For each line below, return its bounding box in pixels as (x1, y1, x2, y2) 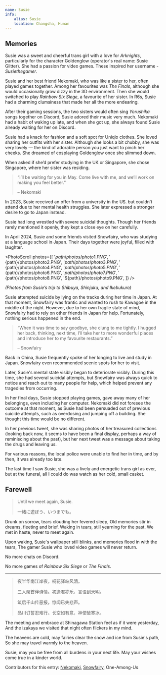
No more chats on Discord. (5, 554, 60, 560)
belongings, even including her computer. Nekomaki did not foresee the (5, 400, 151, 406)
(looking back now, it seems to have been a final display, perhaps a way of (5, 431, 157, 437)
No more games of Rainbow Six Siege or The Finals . (5, 563, 111, 569)
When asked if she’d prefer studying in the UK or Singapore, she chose (5, 160, 150, 166)
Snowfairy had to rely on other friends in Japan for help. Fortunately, (5, 310, 145, 316)
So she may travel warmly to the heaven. (5, 640, 88, 646)
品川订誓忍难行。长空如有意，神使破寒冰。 (17, 610, 104, 616)
